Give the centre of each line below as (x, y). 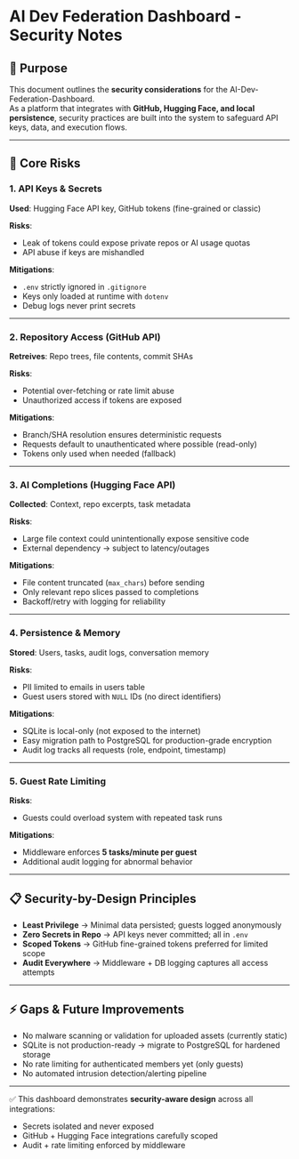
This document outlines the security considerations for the (119, 89)
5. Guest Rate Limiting (58, 781)
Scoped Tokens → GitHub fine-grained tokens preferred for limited (145, 944)
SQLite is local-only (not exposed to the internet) (112, 730)
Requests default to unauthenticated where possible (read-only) (140, 444)
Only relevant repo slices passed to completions (110, 592)
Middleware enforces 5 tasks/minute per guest (109, 852)
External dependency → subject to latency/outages (116, 548)
